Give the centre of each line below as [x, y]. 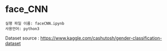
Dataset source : [22, 38]
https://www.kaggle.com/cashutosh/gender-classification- [101, 38]
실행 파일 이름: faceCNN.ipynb [35, 23]
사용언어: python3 [22, 28]
